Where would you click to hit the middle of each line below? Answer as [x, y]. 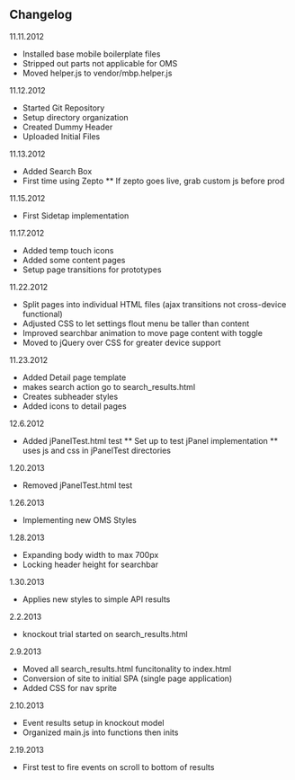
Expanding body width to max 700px [90, 554]
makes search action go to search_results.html [109, 386]
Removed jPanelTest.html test [77, 485]
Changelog [41, 15]
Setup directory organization [75, 117]
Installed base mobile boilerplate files [91, 54]
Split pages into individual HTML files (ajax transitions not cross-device [154, 304]
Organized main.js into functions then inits [100, 732]
